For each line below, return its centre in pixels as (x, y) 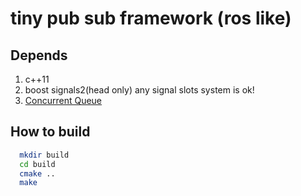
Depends (39, 55)
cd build (37, 164)
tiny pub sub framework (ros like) (151, 18)
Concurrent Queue (63, 100)
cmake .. (37, 173)
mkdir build (44, 155)
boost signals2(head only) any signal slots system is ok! (139, 90)
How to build (50, 132)
